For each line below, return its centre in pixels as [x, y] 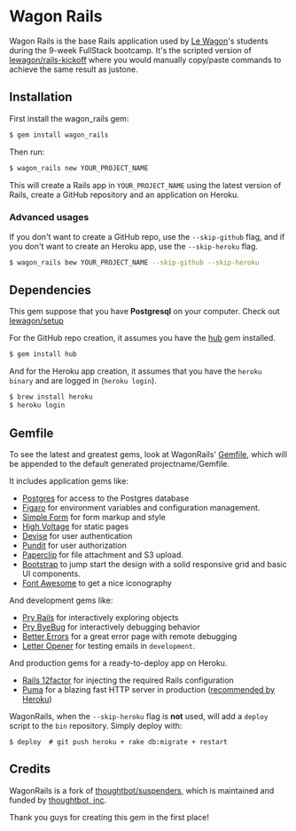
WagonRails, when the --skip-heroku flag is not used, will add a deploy [139, 716]
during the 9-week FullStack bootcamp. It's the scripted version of [131, 50]
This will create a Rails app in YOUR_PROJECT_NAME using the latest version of [145, 185]
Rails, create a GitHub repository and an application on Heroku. [124, 194]
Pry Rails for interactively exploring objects [100, 617]
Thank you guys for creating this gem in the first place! [109, 817]
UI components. [51, 574]
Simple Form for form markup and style [93, 517]
